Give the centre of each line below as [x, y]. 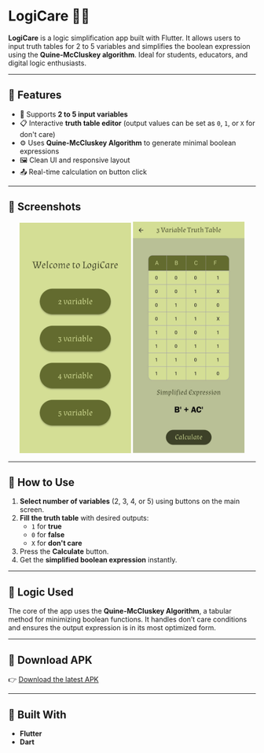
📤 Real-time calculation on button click [83, 172]
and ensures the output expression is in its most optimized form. [112, 628]
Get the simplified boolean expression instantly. [98, 560]
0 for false [48, 535]
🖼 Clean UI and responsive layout [75, 160]
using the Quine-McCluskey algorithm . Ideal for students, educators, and [128, 54]
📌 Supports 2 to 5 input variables [73, 114]
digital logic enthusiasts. [47, 63]
